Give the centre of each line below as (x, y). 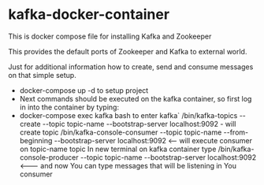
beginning (36, 140)
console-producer (49, 157)
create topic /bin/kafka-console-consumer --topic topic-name (121, 132)
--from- (236, 132)
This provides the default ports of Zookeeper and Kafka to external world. (128, 51)
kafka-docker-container (89, 15)
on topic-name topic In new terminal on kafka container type (118, 149)
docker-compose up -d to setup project (84, 90)
